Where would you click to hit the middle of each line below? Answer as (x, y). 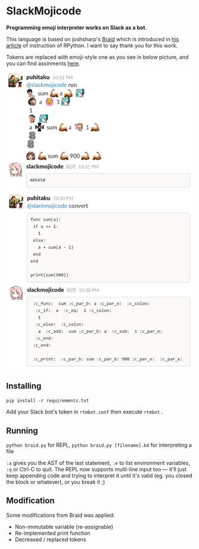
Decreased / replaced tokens (50, 539)
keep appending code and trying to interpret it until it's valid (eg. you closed (99, 476)
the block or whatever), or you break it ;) (56, 482)
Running (22, 430)
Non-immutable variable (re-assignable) (64, 526)
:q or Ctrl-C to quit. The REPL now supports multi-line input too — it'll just (96, 470)
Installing (24, 386)
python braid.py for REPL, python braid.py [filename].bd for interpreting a (99, 445)
